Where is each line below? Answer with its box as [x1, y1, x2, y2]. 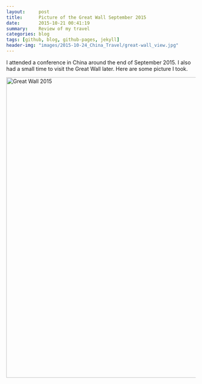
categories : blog [6, 31, 50, 37]
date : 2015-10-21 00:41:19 [6, 20, 90, 26]
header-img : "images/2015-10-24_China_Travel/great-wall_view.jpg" [6, 43, 179, 49]
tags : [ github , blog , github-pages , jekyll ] [6, 37, 120, 43]
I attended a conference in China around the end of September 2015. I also [6, 58, 191, 66]
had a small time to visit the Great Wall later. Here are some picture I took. [6, 65, 188, 72]
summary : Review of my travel [6, 25, 90, 32]
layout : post [6, 8, 50, 15]
